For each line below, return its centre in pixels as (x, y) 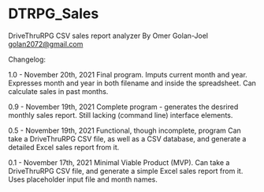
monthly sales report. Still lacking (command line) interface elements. (121, 115)
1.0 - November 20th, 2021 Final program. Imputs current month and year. (128, 74)
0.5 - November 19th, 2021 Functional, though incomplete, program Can (125, 130)
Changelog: (27, 59)
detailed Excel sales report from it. (64, 147)
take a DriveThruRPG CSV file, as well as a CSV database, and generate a (127, 138)
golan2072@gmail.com (46, 43)
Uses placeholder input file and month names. (83, 179)
